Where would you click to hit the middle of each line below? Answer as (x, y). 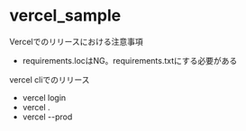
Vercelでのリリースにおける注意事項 (76, 41)
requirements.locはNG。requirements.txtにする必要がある (130, 60)
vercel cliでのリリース (50, 79)
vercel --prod (47, 117)
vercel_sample (65, 16)
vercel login (44, 97)
